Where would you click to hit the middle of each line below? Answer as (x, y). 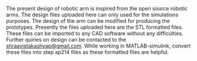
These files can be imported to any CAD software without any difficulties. (95, 33)
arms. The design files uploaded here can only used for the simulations (92, 15)
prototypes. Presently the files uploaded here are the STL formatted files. (95, 27)
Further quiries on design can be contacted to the (66, 40)
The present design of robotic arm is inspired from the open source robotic (97, 9)
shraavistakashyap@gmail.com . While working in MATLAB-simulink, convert (98, 46)
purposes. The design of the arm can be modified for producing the (88, 21)
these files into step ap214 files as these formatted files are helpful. (87, 52)
